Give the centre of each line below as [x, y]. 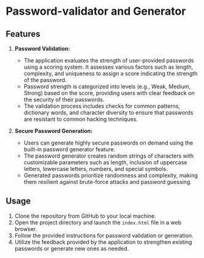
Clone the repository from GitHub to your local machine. [85, 216]
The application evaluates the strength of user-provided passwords [109, 60]
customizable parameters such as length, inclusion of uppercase [105, 162]
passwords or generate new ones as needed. [72, 248]
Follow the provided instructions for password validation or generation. [104, 235]
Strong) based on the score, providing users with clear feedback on [109, 93]
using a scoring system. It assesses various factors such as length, [108, 67]
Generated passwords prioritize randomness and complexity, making [111, 175]
